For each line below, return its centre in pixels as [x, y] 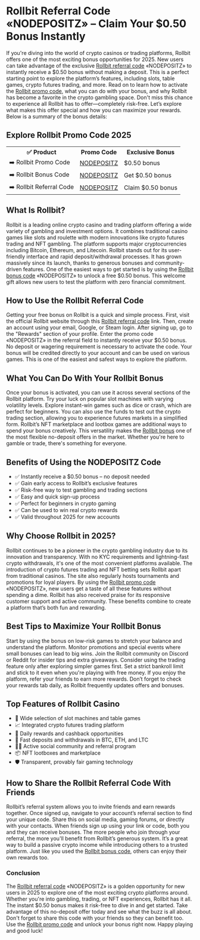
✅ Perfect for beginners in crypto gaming [65, 503]
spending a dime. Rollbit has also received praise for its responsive [88, 595]
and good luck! [24, 930]
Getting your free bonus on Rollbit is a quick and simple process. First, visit [98, 315]
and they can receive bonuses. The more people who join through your [93, 832]
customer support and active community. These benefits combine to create [99, 601]
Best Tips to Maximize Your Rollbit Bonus [84, 627]
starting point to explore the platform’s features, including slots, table [90, 78]
